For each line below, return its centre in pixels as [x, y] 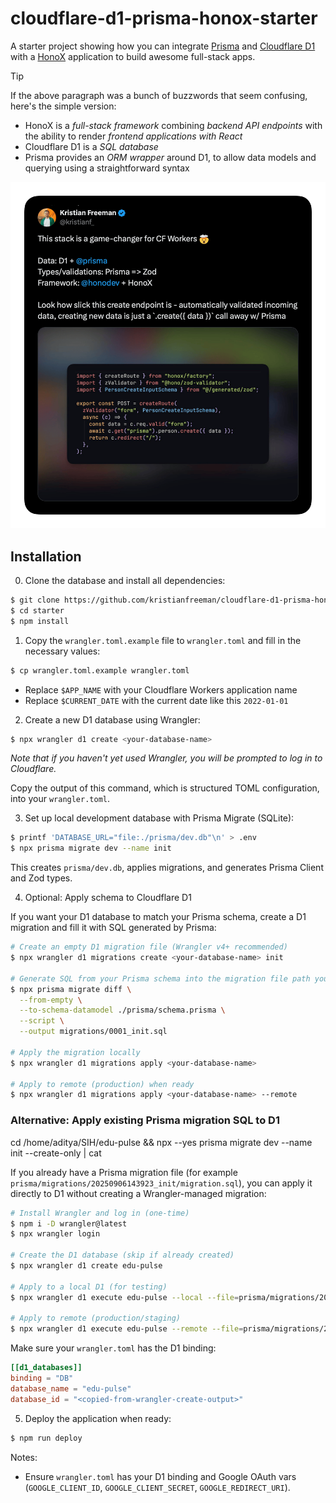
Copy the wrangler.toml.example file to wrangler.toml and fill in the [163, 640]
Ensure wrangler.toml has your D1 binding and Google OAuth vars [160, 1476]
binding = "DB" [42, 1378]
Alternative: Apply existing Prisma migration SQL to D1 [145, 1120]
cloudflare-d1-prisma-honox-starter [164, 18]
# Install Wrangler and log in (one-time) [100, 1213]
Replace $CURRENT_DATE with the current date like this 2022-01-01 [156, 700]
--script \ [42, 1021]
